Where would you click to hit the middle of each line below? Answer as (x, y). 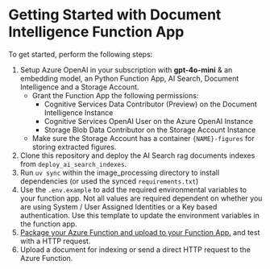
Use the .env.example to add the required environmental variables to (133, 189)
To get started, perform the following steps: (81, 54)
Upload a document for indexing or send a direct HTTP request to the (135, 249)
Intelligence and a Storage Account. (79, 87)
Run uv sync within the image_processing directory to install (120, 172)
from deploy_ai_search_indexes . (73, 163)
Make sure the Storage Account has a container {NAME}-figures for (143, 138)
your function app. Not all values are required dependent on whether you (141, 198)
